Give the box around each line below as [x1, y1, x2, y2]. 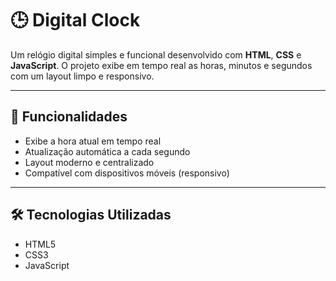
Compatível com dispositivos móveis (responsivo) [24, 167, 230, 179]
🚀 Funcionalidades [10, 108, 128, 126]
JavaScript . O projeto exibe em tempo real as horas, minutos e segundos [10, 59, 313, 71]
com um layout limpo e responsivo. [10, 70, 155, 82]
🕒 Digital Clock [10, 9, 141, 32]
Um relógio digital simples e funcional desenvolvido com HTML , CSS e [10, 48, 302, 61]
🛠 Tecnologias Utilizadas [10, 207, 172, 224]
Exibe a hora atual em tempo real [24, 135, 162, 147]
